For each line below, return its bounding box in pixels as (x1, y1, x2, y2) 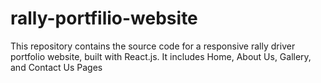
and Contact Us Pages (10, 61, 103, 73)
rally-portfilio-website (10, 7, 198, 30)
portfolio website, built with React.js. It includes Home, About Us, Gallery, (10, 50, 312, 62)
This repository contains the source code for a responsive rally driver (10, 40, 296, 52)
